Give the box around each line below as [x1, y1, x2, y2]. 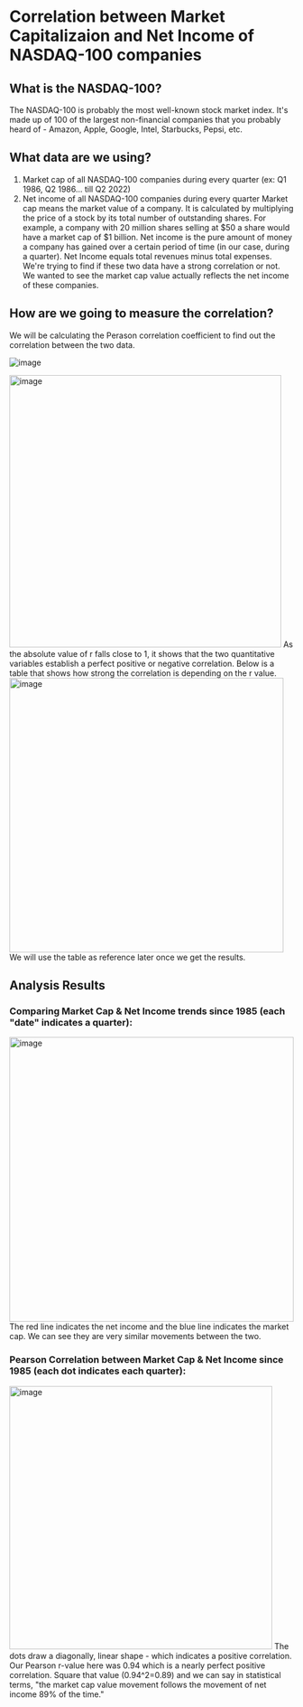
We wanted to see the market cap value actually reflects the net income [22, 269, 289, 281]
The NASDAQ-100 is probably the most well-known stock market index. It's [9, 105, 289, 115]
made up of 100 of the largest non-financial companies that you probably [9, 115, 281, 125]
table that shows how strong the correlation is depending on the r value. [9, 667, 277, 679]
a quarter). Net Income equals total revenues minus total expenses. [22, 250, 272, 261]
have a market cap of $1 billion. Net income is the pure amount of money [22, 231, 293, 242]
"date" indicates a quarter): [9, 1016, 133, 1028]
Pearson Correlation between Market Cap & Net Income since [9, 1354, 284, 1366]
